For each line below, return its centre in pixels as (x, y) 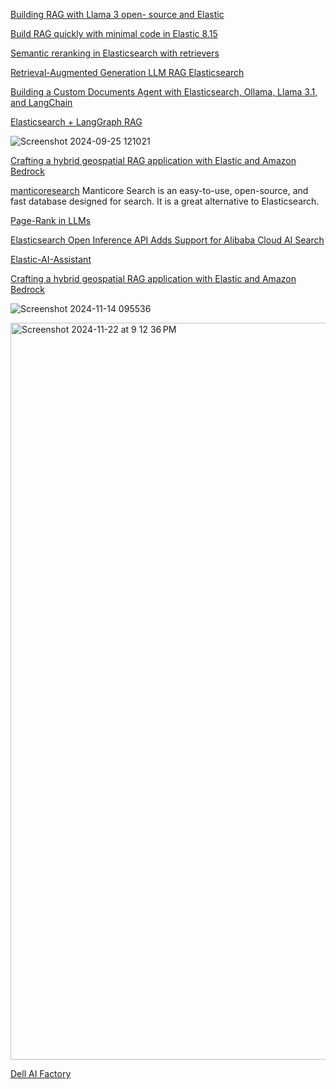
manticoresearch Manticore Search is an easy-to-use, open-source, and (159, 190)
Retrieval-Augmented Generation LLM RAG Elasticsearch (127, 72)
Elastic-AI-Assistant (51, 259)
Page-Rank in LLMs (51, 220)
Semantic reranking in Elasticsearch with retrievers (115, 53)
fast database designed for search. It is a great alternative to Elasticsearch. (165, 201)
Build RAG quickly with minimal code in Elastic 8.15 (114, 33)
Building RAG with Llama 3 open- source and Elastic (117, 14)
